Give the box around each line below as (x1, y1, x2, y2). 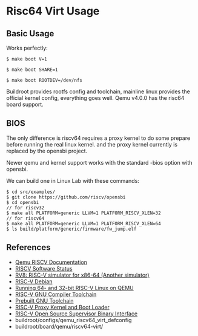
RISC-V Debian (15, 277, 53, 285)
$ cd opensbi (6, 199, 39, 205)
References (6, 242, 51, 252)
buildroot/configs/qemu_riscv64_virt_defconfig (15, 316, 132, 323)
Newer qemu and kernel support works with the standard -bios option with (6, 159, 193, 166)
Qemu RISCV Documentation (15, 259, 88, 266)
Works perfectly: (6, 44, 48, 51)
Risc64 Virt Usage (6, 4, 100, 18)
